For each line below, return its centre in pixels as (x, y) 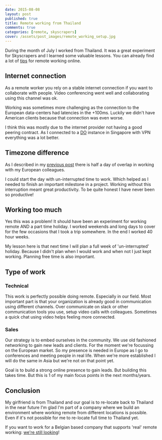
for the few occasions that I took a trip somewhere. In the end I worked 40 (79, 232)
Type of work (25, 272)
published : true (21, 18)
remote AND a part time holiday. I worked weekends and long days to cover (80, 227)
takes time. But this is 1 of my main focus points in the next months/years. (78, 375)
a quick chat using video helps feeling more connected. (60, 317)
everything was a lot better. (32, 137)
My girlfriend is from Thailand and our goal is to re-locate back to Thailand (79, 402)
